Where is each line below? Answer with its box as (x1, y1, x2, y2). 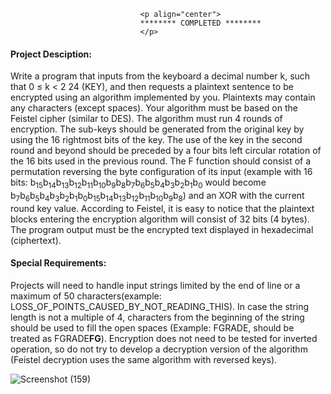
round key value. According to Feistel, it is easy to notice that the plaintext (10, 202, 315, 214)
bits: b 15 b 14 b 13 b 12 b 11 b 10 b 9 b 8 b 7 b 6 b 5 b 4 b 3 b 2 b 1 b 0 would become (10, 176, 267, 190)
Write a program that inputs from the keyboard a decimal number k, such (10, 70, 311, 82)
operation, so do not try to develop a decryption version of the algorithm (10, 343, 308, 355)
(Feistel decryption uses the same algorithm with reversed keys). (10, 354, 278, 365)
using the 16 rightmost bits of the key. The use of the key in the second (10, 134, 303, 146)
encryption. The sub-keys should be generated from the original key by (10, 123, 305, 135)
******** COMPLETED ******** (139, 18, 262, 28)
